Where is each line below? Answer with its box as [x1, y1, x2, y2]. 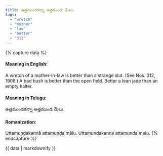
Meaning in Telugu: [5, 95, 47, 101]
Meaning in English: [5, 61, 48, 67]
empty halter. [5, 83, 33, 89]
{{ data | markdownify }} [5, 145, 56, 151]
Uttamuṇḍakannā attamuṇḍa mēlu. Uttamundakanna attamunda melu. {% [5, 130, 158, 136]
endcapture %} [5, 135, 37, 142]
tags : [5, 12, 17, 17]
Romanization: [5, 119, 37, 125]
